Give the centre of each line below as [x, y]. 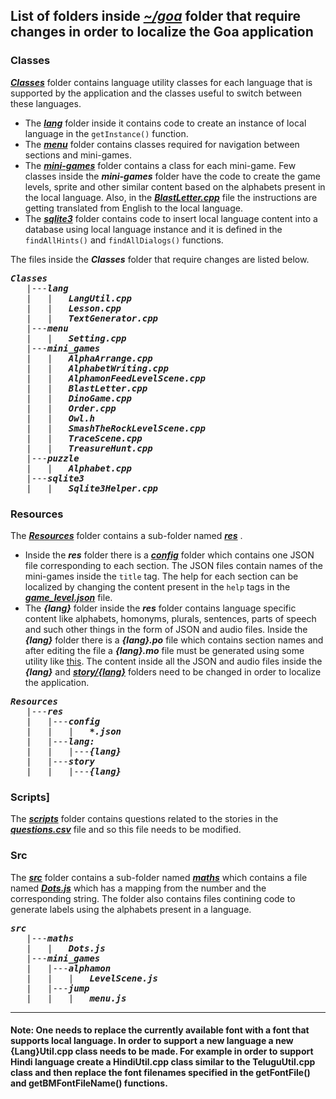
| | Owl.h [60, 418]
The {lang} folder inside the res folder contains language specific [160, 608]
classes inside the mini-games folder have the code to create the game [173, 176]
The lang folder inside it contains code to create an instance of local [165, 123]
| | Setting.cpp [76, 338]
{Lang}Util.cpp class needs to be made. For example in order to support [162, 1051]
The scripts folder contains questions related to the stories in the [144, 819]
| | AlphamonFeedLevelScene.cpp [116, 378]
